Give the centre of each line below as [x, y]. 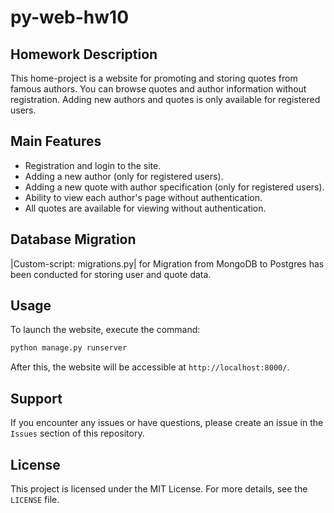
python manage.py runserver [69, 348]
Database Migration [73, 239]
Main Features [56, 141]
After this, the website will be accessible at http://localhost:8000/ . [150, 367]
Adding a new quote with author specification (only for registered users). [174, 187]
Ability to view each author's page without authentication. [143, 197]
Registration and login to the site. [93, 165]
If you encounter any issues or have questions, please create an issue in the [167, 423]
